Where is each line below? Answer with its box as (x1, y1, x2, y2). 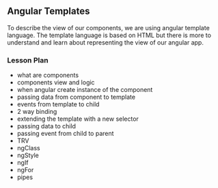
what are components (16, 71, 79, 80)
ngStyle (16, 151, 39, 160)
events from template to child (16, 100, 100, 108)
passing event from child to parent (16, 130, 114, 138)
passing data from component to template (16, 93, 135, 102)
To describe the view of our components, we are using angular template (7, 23, 210, 32)
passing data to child (16, 122, 77, 130)
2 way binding (16, 108, 57, 116)
